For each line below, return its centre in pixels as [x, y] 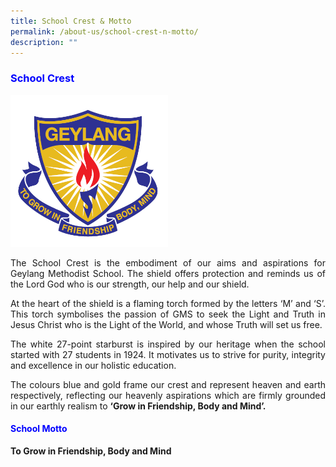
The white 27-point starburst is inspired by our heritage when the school [168, 344]
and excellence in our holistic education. [93, 365]
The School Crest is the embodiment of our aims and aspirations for [168, 262]
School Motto [39, 429]
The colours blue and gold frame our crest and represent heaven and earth [168, 384]
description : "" [44, 42]
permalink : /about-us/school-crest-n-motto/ [104, 31]
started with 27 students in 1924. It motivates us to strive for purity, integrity [168, 354]
